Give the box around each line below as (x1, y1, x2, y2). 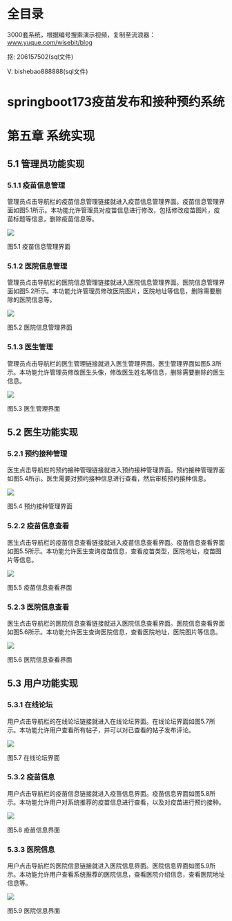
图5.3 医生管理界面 (7, 404, 61, 412)
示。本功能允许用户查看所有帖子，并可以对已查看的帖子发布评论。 (7, 725, 195, 734)
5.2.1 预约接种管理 (7, 449, 68, 458)
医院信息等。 (19, 295, 56, 304)
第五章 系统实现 (7, 129, 95, 144)
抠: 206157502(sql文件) (7, 53, 74, 61)
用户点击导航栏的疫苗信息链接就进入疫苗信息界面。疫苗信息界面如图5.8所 (7, 789, 216, 797)
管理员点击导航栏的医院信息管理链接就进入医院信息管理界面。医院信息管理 (7, 278, 219, 287)
